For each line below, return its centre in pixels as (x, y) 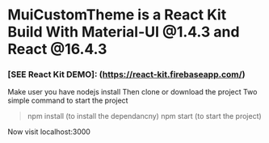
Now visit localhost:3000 (49, 132)
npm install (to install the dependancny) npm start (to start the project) (144, 116)
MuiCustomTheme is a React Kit (117, 15)
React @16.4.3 (57, 49)
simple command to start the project (68, 101)
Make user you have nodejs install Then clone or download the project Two (132, 92)
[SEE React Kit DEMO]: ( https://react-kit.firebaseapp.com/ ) (126, 74)
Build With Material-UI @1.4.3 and (124, 32)
